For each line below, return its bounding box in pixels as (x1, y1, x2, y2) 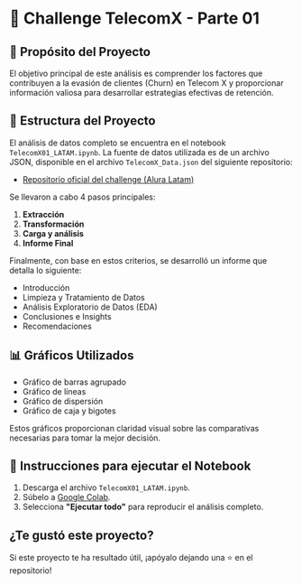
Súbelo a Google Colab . (22, 492, 111, 503)
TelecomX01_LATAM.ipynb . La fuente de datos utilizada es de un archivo (9, 146, 270, 157)
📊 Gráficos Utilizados (9, 348, 134, 364)
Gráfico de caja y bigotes (22, 405, 116, 416)
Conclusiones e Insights (22, 311, 112, 321)
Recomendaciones (22, 320, 92, 331)
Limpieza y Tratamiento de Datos (22, 292, 146, 302)
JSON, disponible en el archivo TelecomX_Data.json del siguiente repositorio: (9, 156, 293, 167)
